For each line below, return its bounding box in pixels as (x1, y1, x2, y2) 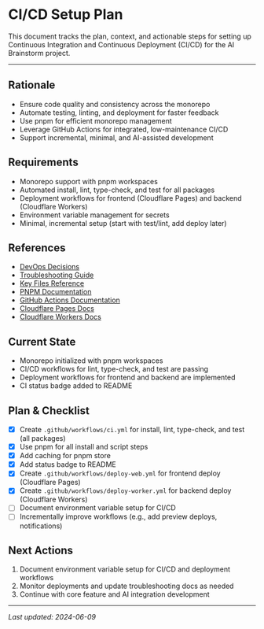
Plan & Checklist (8, 404, 90, 417)
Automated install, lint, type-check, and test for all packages (19, 185, 215, 194)
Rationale (8, 79, 56, 92)
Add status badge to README (19, 460, 116, 469)
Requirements (8, 156, 79, 169)
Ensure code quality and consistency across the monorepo (19, 99, 211, 109)
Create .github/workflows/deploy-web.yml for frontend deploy (19, 468, 222, 478)
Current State (8, 335, 76, 348)
